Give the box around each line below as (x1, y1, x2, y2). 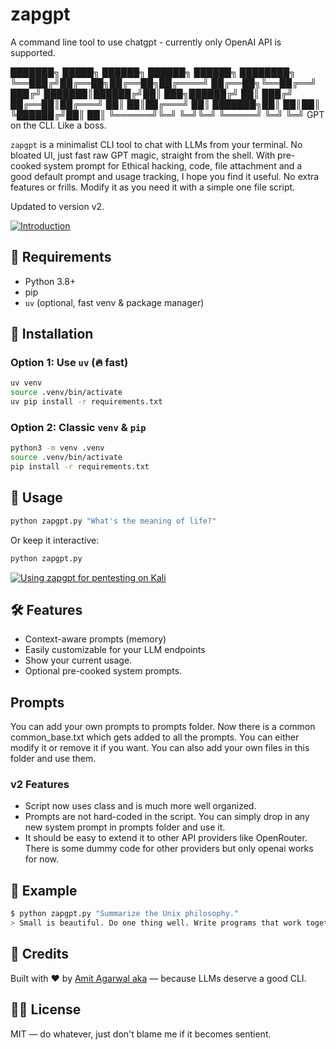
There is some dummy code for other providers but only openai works (24, 843, 314, 855)
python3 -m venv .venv (10, 443, 105, 453)
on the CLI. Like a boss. (10, 119, 107, 131)
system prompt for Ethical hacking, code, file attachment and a (43, 159, 303, 172)
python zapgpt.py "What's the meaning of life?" (10, 516, 217, 526)
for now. (24, 853, 60, 865)
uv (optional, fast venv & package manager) (24, 296, 205, 308)
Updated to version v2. (10, 200, 105, 212)
